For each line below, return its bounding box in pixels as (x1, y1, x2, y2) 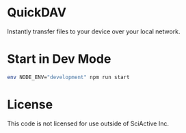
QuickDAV (7, 5, 67, 20)
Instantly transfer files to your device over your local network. (7, 27, 181, 35)
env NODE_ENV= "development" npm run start (7, 74, 130, 80)
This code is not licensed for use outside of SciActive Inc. (7, 119, 170, 128)
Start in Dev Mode (7, 51, 111, 67)
